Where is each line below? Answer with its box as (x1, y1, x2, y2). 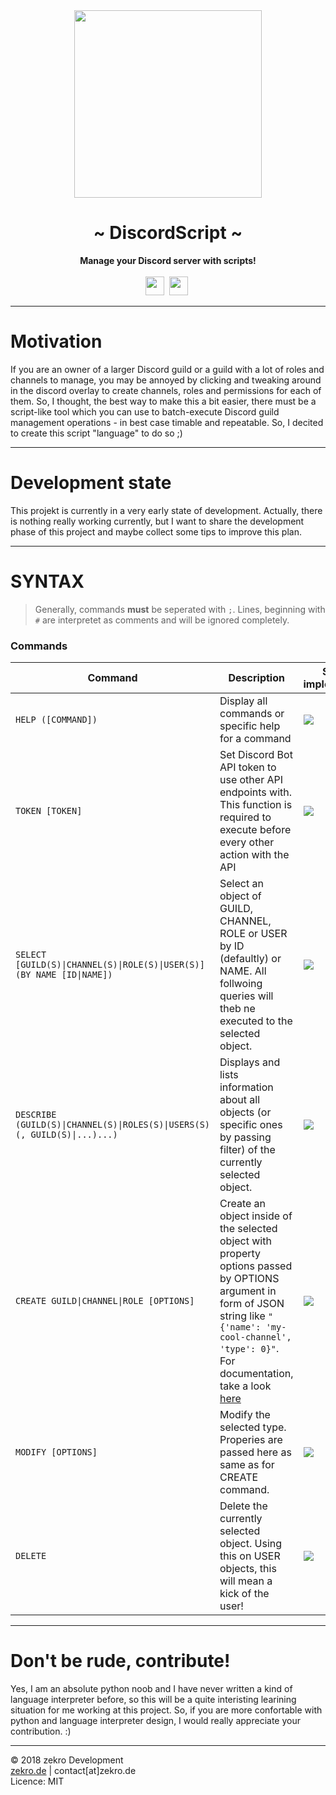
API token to (219, 760, 277, 774)
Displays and (219, 1055, 281, 1069)
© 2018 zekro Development (10, 1754, 124, 1766)
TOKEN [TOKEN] (15, 805, 83, 817)
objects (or (219, 1105, 272, 1119)
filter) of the (219, 1143, 276, 1157)
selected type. (219, 1420, 287, 1434)
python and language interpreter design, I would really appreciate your (10, 1714, 301, 1726)
